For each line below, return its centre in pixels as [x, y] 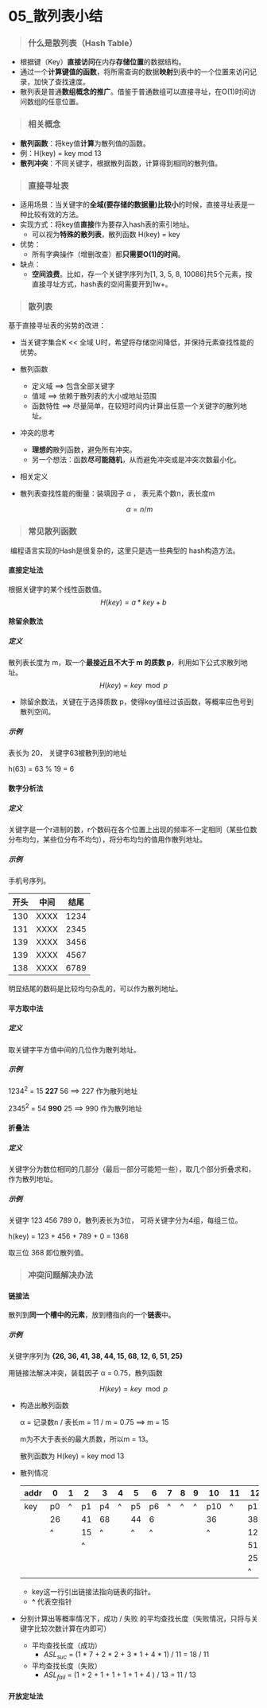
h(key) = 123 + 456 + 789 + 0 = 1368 [68, 1236]
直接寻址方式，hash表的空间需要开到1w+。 [102, 284]
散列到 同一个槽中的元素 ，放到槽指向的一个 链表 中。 [92, 1315]
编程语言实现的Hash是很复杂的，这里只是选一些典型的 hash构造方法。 [125, 551]
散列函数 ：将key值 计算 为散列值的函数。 [85, 143]
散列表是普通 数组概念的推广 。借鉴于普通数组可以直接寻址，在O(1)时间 [134, 91]
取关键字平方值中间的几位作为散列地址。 [74, 1049]
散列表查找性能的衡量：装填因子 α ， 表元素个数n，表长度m [117, 493]
